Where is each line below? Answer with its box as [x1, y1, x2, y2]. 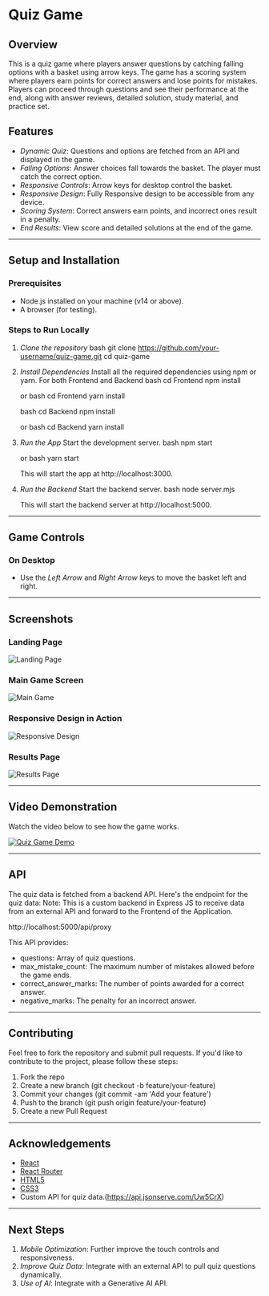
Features [8, 124, 54, 138]
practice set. [8, 102, 50, 111]
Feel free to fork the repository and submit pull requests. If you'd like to [8, 1048, 243, 1058]
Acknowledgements [8, 1136, 111, 1150]
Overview [8, 38, 58, 51]
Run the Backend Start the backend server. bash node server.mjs [19, 484, 235, 494]
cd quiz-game [103, 351, 151, 361]
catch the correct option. [19, 171, 102, 181]
